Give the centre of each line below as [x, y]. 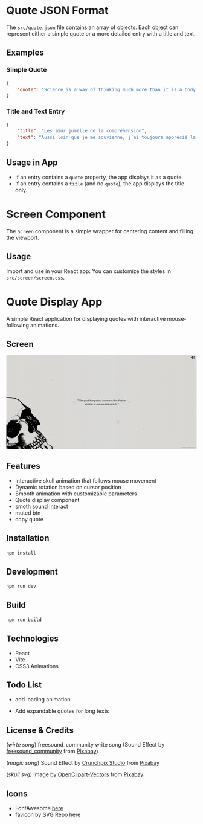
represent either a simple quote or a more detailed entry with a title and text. [101, 33]
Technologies [33, 639]
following [18, 325]
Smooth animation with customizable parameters [76, 494]
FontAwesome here [39, 808]
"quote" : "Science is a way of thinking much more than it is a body [107, 89]
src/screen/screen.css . [36, 277]
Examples [25, 53]
